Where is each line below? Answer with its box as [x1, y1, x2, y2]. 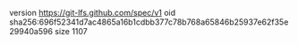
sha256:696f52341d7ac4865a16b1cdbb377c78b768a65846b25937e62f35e [9, 17, 289, 27]
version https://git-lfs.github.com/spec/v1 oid [9, 8, 176, 18]
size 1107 [55, 26, 88, 36]
